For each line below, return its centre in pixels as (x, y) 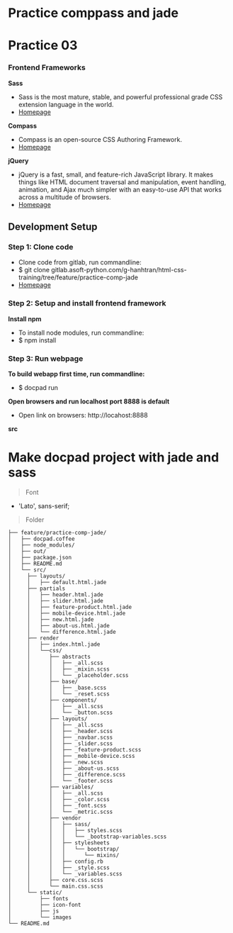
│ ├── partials (37, 588)
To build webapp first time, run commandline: (76, 374)
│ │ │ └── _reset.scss (59, 694)
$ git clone (34, 270)
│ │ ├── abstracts (50, 657)
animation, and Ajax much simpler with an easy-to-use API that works (120, 189)
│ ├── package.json (40, 557)
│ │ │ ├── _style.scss (59, 867)
